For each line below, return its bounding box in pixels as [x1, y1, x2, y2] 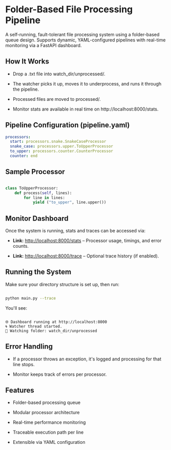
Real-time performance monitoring [12, 419, 86, 425]
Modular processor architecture [12, 410, 80, 416]
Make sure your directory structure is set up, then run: [5, 281, 119, 287]
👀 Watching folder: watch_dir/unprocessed [5, 328, 97, 333]
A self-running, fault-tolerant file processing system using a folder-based [5, 31, 160, 37]
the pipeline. [12, 86, 39, 92]
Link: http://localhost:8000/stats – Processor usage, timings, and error [12, 238, 162, 244]
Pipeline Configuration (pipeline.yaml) [5, 121, 130, 130]
